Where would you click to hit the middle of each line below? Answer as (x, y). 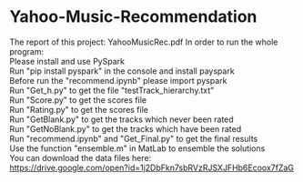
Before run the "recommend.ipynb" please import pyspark (118, 80)
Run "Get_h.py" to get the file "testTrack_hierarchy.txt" (112, 90)
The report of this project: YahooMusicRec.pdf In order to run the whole (144, 42)
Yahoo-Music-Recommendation (133, 17)
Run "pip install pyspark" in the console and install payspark (122, 71)
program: (27, 51)
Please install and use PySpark (67, 61)
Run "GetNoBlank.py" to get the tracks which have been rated (126, 128)
